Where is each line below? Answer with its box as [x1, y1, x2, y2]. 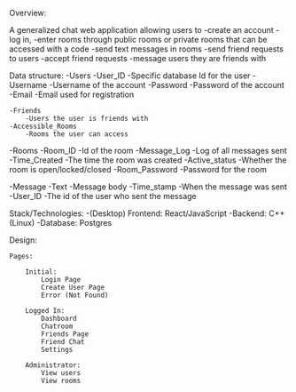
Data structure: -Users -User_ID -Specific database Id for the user [9, 70, 251, 81]
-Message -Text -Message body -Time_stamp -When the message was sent [9, 181, 288, 192]
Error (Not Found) [41, 291, 109, 300]
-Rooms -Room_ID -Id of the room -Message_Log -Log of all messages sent [9, 146, 288, 156]
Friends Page [41, 330, 90, 339]
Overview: [9, 8, 47, 18]
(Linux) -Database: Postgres [9, 218, 113, 228]
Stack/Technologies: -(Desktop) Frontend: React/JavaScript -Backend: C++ [9, 208, 285, 219]
